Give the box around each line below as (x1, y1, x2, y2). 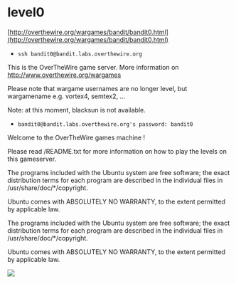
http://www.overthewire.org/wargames (7, 70, 122, 79)
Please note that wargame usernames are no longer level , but (7, 84, 188, 93)
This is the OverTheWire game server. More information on (7, 63, 179, 71)
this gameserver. (7, 154, 57, 163)
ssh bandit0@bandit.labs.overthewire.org (17, 51, 142, 58)
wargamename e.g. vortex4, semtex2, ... (7, 92, 126, 100)
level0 (7, 4, 45, 21)
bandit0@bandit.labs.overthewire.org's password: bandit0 (17, 120, 193, 128)
